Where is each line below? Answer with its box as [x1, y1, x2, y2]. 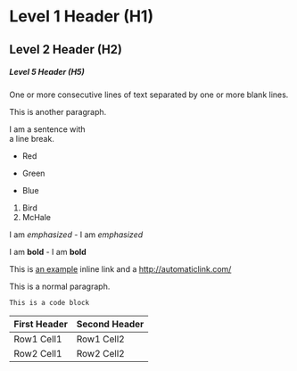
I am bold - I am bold [9, 246, 87, 257]
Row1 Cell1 [13, 333, 62, 345]
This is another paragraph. [9, 106, 107, 117]
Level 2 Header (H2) [9, 42, 123, 57]
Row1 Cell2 [76, 333, 125, 345]
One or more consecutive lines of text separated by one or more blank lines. [9, 89, 289, 100]
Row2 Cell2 [76, 347, 125, 359]
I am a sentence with [9, 123, 87, 135]
